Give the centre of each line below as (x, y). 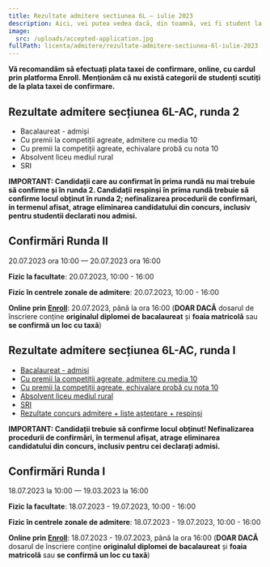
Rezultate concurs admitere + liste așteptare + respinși (111, 413)
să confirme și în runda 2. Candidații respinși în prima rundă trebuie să (129, 190)
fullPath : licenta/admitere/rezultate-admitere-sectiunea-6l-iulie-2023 (133, 46)
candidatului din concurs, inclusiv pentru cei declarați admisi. (114, 446)
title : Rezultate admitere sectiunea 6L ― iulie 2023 (101, 16)
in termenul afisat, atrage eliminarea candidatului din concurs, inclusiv (129, 207)
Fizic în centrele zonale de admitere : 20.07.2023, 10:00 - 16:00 (114, 292)
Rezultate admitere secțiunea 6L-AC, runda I (122, 350)
